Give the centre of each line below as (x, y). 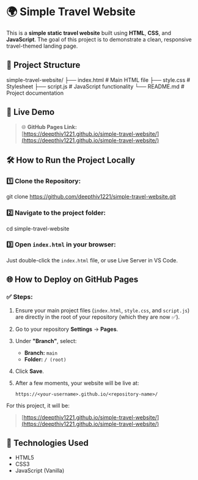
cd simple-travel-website (38, 228)
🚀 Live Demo (31, 112)
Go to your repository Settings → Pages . (67, 329)
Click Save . (30, 371)
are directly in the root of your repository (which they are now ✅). (97, 317)
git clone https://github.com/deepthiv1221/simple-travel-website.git (91, 197)
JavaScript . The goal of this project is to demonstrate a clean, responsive (99, 39)
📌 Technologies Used (47, 443)
